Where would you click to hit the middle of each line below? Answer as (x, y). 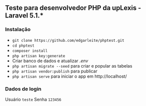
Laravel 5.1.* (24, 16)
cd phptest (23, 46)
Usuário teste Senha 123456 (33, 99)
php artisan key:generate (38, 56)
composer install (30, 51)
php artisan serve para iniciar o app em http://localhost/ (70, 76)
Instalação (18, 30)
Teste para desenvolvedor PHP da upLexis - (73, 8)
